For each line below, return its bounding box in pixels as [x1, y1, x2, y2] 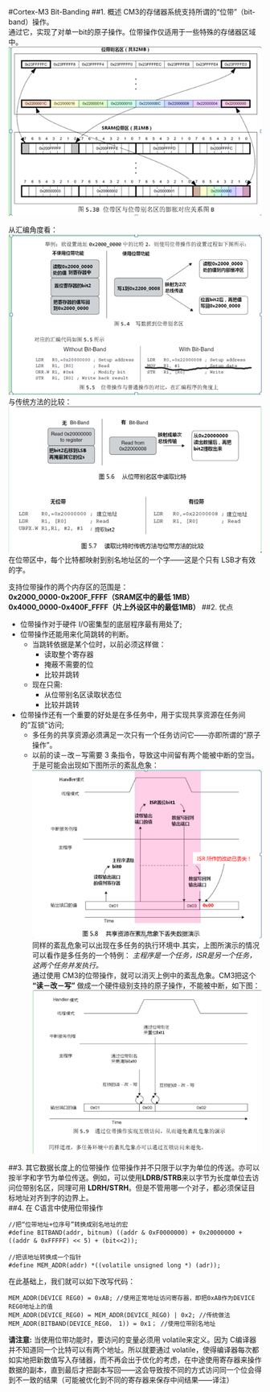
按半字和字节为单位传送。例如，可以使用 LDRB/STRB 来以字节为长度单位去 [8, 1172, 252, 1182]
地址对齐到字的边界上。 [14, 1192, 93, 1202]
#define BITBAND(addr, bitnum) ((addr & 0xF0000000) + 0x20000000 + [8, 1229, 243, 1237]
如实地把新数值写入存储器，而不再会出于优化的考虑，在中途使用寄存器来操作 [8, 1355, 262, 1365]
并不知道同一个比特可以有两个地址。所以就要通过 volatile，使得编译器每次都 [8, 1344, 260, 1354]
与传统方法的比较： [8, 397, 72, 407]
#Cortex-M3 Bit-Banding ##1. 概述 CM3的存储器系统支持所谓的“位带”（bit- [8, 7, 256, 16]
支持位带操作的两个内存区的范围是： [8, 582, 129, 592]
